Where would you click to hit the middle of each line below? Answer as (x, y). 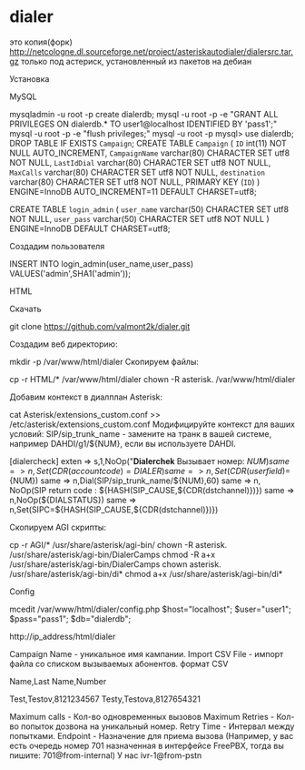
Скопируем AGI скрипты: (58, 527)
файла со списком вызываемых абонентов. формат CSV (119, 664)
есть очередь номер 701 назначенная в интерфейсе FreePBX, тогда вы (147, 745)
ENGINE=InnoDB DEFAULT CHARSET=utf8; (90, 228)
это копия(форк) (41, 42)
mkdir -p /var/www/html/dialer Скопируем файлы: (104, 361)
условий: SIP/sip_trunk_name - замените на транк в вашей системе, (141, 433)
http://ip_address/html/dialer (63, 636)
